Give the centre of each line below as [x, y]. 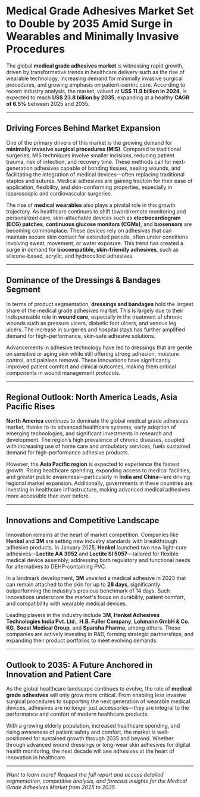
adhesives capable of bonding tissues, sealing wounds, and [107, 168]
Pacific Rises [31, 406]
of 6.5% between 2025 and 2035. [48, 103]
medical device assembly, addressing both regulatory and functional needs [98, 560]
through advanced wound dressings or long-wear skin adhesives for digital [98, 745]
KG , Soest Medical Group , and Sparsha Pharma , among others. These [93, 628]
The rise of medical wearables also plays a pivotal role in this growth [91, 205]
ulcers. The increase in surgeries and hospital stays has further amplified [96, 329]
